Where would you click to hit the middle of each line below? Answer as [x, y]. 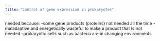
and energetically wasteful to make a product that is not [87, 28]
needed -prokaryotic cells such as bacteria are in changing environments [78, 33]
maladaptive [18, 28]
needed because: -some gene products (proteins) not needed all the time [79, 23]
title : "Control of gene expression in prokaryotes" [60, 9]
